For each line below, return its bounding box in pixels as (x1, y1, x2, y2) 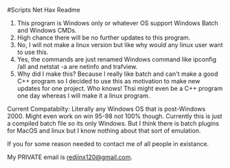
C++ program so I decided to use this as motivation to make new (16, 77, 200, 85)
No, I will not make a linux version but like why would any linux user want (16, 41, 223, 48)
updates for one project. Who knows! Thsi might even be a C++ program (16, 85, 223, 92)
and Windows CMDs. (16, 27, 77, 34)
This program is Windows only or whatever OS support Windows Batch (16, 19, 218, 27)
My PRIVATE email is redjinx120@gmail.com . (7, 153, 133, 161)
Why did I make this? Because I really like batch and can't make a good (16, 70, 218, 78)
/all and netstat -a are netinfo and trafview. (16, 63, 138, 70)
